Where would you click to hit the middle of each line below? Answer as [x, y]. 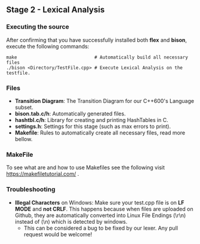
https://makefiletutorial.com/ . [43, 174]
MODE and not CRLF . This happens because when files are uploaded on [104, 209]
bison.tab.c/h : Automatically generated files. [70, 114]
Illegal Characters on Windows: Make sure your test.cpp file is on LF [99, 202]
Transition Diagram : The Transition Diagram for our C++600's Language [104, 100]
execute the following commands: [48, 46]
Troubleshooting [31, 190]
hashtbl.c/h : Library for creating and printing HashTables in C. [91, 120]
